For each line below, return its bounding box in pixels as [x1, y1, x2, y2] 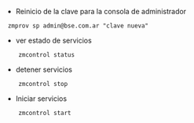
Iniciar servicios [15, 94, 68, 103]
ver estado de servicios [15, 35, 92, 45]
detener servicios [15, 65, 73, 74]
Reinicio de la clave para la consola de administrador [15, 7, 187, 16]
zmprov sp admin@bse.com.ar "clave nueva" [7, 22, 149, 30]
